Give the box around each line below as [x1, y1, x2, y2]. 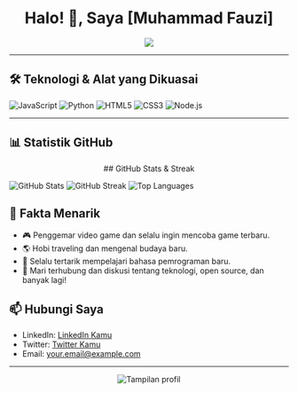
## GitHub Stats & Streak [103, 163, 195, 174]
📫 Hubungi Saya [9, 302, 104, 317]
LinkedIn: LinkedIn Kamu [21, 330, 113, 341]
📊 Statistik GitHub [9, 135, 114, 150]
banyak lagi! [21, 275, 67, 286]
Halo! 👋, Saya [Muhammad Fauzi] [24, 8, 274, 28]
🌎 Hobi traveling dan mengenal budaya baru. [21, 243, 188, 254]
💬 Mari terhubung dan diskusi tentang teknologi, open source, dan [21, 265, 264, 276]
